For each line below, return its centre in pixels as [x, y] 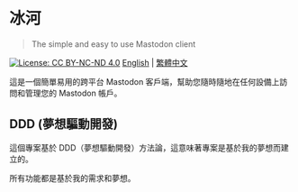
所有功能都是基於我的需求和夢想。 [72, 178]
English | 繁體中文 [155, 62]
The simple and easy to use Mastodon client [113, 44]
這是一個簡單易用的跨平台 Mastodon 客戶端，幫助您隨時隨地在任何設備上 [144, 81]
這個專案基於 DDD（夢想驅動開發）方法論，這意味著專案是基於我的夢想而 [145, 147]
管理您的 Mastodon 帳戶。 [73, 93]
